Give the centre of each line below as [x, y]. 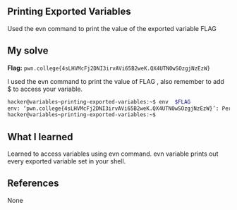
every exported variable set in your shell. [67, 161]
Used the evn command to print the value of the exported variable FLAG [112, 28]
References [33, 184]
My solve [28, 51]
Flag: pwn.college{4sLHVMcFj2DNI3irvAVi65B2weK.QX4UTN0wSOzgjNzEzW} [109, 68]
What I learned [40, 137]
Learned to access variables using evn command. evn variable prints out [113, 154]
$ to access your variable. [45, 89]
